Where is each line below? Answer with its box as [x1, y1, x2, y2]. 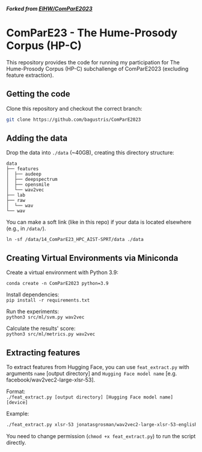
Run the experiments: [6, 308, 60, 315]
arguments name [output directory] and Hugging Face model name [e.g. [6, 370, 177, 377]
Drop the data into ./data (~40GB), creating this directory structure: [6, 149, 174, 156]
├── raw [6, 198, 26, 204]
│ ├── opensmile [6, 182, 50, 188]
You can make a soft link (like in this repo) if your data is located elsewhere [6, 219, 192, 226]
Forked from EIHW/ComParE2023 [6, 5, 93, 12]
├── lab [6, 192, 26, 198]
